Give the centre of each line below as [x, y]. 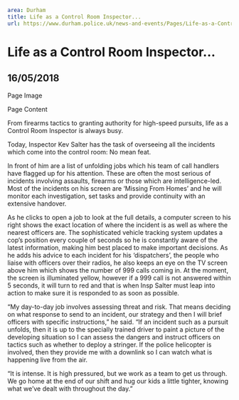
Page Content [27, 109]
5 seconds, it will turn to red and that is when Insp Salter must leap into [111, 285]
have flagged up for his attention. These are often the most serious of [109, 173]
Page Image [25, 95]
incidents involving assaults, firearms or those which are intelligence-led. [115, 181]
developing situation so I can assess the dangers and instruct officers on [114, 337]
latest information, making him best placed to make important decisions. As [118, 247]
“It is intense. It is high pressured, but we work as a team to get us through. [117, 373]
